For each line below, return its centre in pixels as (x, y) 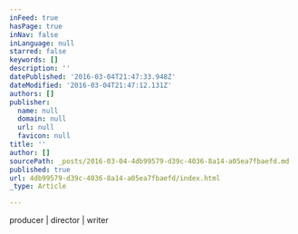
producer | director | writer (59, 220)
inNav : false (34, 34)
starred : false (38, 52)
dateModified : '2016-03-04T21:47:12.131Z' (91, 85)
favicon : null (44, 136)
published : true (40, 170)
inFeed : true (34, 18)
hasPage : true (36, 26)
